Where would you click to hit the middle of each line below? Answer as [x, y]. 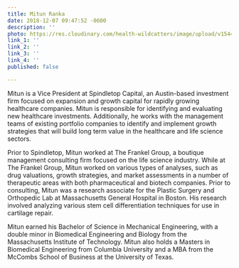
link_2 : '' [23, 47]
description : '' [31, 27]
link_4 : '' [23, 60]
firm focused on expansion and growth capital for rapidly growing [103, 101]
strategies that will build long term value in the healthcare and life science [115, 131]
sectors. [20, 139]
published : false [33, 67]
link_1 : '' [23, 41]
